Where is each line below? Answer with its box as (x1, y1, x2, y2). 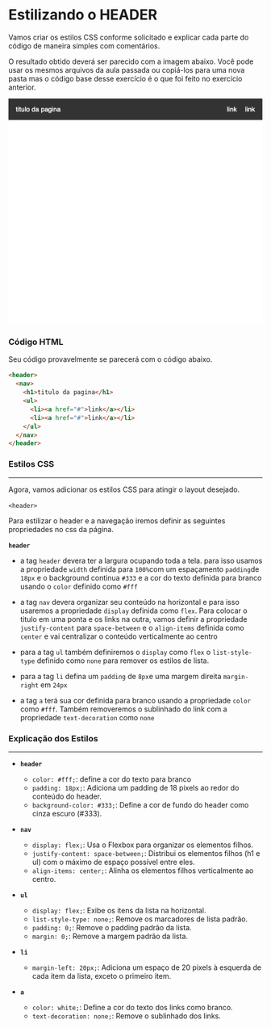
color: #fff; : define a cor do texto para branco (31, 774, 192, 784)
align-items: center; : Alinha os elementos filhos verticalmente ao (31, 866, 254, 875)
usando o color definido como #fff (19, 581, 139, 591)
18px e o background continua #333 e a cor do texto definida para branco (19, 573, 262, 582)
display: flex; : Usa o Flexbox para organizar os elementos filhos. (31, 840, 254, 850)
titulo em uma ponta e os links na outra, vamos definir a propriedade (19, 614, 248, 623)
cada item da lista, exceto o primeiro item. (31, 971, 172, 980)
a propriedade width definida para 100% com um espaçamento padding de (19, 564, 260, 574)
